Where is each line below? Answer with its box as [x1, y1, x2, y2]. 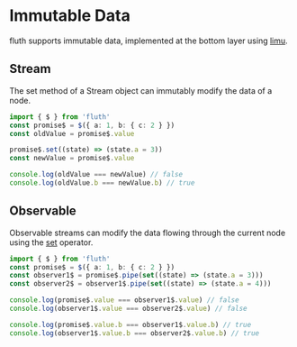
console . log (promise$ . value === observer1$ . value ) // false [9, 296, 240, 305]
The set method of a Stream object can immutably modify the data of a [9, 85, 273, 96]
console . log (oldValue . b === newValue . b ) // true [9, 178, 195, 187]
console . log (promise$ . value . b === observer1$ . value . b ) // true [9, 320, 252, 329]
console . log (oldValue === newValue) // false [9, 170, 183, 179]
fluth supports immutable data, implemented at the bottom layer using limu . [9, 35, 288, 46]
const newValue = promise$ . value [9, 154, 135, 163]
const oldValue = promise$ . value [9, 129, 135, 138]
